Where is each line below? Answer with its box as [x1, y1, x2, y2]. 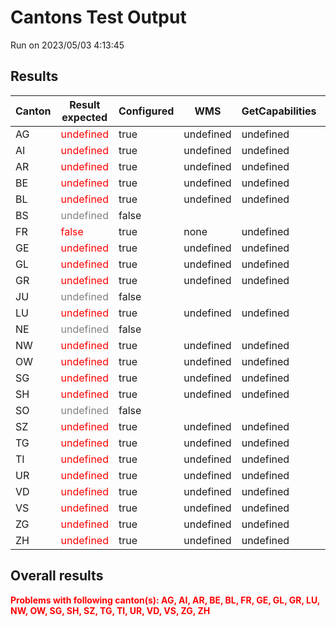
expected [61, 110, 108, 124]
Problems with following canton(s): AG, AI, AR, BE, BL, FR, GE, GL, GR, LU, [10, 594, 320, 606]
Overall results [10, 567, 104, 585]
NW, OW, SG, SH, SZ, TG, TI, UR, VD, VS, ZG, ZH [10, 604, 211, 616]
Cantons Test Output [10, 6, 187, 29]
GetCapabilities [241, 104, 317, 118]
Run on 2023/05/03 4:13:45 [10, 39, 125, 51]
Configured [118, 104, 175, 118]
